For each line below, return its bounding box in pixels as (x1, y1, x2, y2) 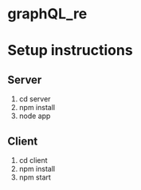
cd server (18, 94, 51, 104)
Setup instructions (7, 42, 133, 60)
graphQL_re (7, 5, 88, 23)
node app (18, 111, 51, 121)
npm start (18, 172, 51, 182)
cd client (18, 156, 49, 164)
